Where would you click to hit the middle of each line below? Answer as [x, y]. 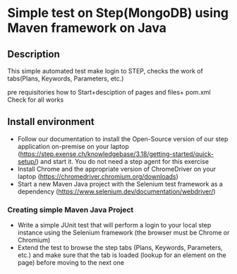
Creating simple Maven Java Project [71, 210]
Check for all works [36, 100]
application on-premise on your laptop [73, 146]
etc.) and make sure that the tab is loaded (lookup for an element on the [122, 255]
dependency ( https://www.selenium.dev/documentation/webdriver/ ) [117, 191]
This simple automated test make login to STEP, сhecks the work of [105, 71]
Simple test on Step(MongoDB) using [118, 13]
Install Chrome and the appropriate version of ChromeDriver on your [117, 169]
